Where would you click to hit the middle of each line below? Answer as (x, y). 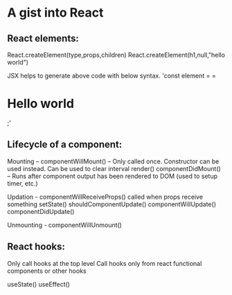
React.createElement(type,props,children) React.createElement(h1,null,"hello (116, 55)
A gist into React (55, 13)
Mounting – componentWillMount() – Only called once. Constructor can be (113, 161)
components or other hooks (47, 271)
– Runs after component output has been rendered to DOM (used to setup (113, 176)
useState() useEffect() (39, 284)
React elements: (43, 38)
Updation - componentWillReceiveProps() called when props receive (105, 197)
